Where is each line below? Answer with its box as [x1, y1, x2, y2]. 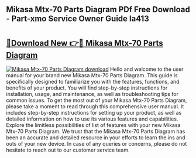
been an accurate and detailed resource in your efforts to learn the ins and [6, 134, 185, 141]
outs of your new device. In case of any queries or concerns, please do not [6, 140, 187, 147]
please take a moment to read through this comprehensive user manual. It [6, 103, 184, 110]
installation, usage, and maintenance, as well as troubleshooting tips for [6, 91, 179, 97]
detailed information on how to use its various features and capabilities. [6, 115, 178, 122]
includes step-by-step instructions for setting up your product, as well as [6, 109, 182, 116]
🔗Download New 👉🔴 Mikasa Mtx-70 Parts [6, 38, 163, 48]
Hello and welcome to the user [110, 66, 184, 73]
